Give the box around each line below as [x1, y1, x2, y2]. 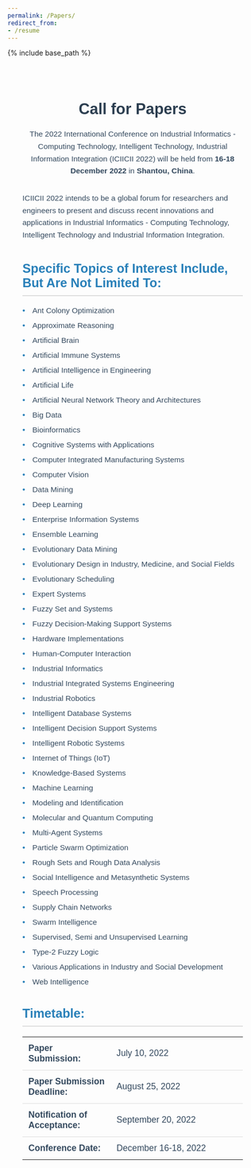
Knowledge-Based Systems [32, 768, 126, 777]
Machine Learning [32, 783, 94, 792]
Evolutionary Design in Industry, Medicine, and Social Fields [32, 559, 235, 569]
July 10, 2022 [116, 1048, 169, 1059]
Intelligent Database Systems [32, 708, 132, 718]
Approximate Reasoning [32, 320, 114, 330]
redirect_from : [7, 19, 58, 27]
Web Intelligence [32, 976, 89, 987]
